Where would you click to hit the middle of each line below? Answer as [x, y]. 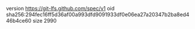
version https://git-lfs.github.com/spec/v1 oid [60, 8]
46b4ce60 [19, 21]
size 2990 [45, 21]
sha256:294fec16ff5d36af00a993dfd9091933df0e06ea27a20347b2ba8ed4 [98, 14]
